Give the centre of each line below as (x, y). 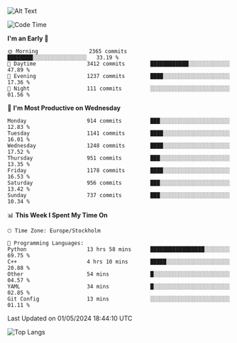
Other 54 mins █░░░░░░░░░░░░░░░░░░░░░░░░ (119, 274)
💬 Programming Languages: (45, 243)
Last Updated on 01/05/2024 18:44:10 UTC (70, 318)
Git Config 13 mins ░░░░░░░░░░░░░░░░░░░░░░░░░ (119, 299)
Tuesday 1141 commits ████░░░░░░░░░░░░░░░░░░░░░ (119, 133)
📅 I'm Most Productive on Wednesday (64, 108)
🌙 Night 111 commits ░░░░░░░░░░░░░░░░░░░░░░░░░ (119, 89)
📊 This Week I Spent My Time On (57, 215)
